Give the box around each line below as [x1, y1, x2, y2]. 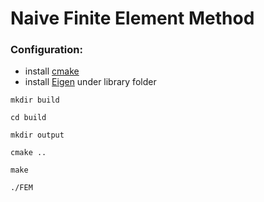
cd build [10, 113, 47, 123]
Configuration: [10, 43, 83, 57]
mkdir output [10, 130, 65, 141]
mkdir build [10, 95, 60, 106]
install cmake [24, 65, 80, 77]
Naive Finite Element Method [10, 7, 255, 30]
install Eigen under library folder [24, 76, 157, 88]
